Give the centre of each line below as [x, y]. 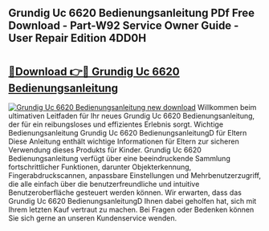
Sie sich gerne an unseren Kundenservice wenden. [93, 218]
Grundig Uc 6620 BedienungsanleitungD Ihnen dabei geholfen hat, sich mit [132, 201]
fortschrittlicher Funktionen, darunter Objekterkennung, [100, 167]
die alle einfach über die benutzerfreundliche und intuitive [104, 184]
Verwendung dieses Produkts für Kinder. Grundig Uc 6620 [105, 150]
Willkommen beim [227, 107]
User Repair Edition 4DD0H [77, 38]
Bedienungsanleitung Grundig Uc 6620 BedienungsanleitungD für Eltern [128, 133]
